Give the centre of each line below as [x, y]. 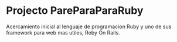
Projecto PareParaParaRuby [75, 11]
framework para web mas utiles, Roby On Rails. [63, 32]
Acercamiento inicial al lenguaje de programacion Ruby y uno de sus [89, 26]
